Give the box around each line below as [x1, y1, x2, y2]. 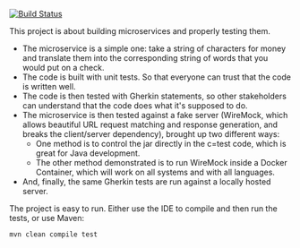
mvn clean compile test [9, 230, 99, 239]
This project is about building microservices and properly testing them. [9, 26, 270, 36]
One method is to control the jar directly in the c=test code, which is [35, 139, 287, 149]
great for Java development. [35, 148, 141, 158]
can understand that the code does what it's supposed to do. [21, 100, 248, 111]
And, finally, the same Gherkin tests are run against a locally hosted [21, 176, 271, 187]
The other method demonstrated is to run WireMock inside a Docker [35, 158, 288, 167]
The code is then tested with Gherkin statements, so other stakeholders [21, 90, 287, 101]
